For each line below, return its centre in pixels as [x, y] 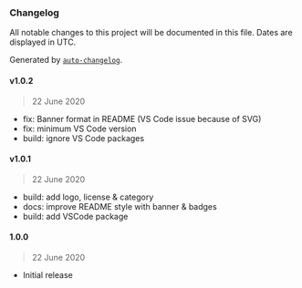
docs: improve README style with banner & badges [120, 206]
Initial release [47, 274]
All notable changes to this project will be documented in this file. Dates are [151, 33]
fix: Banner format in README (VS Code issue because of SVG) [142, 118]
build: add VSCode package [75, 216]
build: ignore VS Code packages [83, 138]
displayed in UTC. [43, 42]
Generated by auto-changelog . [66, 60]
